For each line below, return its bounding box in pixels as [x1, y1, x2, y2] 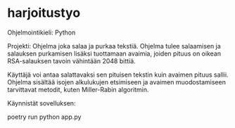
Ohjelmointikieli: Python [7, 28, 76, 37]
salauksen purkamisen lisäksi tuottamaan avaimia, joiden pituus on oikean [7, 49, 222, 58]
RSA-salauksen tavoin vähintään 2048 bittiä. [7, 56, 136, 65]
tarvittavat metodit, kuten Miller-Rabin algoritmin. [7, 85, 149, 94]
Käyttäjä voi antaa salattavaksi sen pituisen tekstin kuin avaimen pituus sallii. [7, 70, 229, 79]
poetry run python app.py [7, 113, 82, 121]
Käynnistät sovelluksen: [7, 98, 76, 107]
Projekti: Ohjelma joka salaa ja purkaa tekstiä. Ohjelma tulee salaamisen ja [7, 41, 221, 50]
